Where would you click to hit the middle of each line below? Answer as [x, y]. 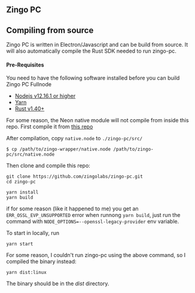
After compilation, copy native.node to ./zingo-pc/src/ [74, 138]
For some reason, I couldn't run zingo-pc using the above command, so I [96, 255]
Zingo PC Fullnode [29, 84]
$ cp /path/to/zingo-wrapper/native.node [59, 149]
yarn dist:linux [26, 273]
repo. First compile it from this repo [50, 127]
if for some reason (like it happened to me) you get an [72, 209]
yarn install [22, 192]
